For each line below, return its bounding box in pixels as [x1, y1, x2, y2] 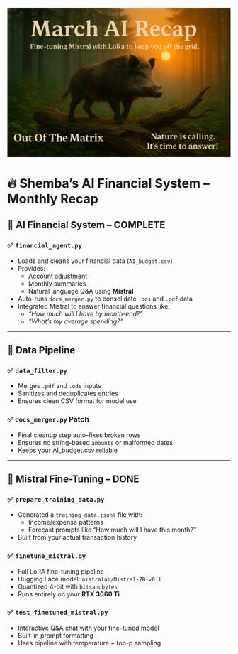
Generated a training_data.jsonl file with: [17, 510, 143, 519]
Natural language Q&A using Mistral [28, 286, 134, 295]
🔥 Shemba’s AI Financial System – [7, 175, 210, 191]
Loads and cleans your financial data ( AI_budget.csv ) [17, 257, 173, 265]
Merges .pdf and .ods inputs [17, 382, 101, 390]
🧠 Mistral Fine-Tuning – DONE [7, 473, 140, 485]
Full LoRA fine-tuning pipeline [17, 567, 105, 576]
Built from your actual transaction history [17, 533, 137, 542]
